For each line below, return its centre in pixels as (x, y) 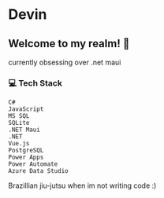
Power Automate (33, 164)
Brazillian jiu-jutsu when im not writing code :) (82, 185)
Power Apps (26, 158)
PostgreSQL (26, 151)
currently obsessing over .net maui (65, 62)
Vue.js (19, 144)
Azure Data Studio (38, 171)
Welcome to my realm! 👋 (69, 44)
